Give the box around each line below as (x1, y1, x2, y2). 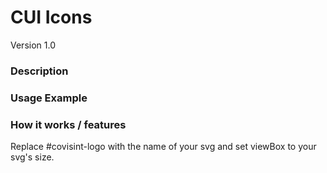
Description (10, 64, 69, 78)
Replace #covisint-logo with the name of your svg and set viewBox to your (10, 141, 317, 153)
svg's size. (10, 151, 55, 163)
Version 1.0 (10, 39, 56, 51)
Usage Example (10, 91, 88, 105)
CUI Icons (10, 6, 93, 29)
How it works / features (10, 117, 127, 131)
